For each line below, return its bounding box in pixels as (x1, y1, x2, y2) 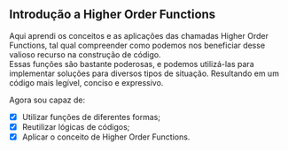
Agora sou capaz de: (9, 94, 86, 105)
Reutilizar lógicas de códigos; (21, 121, 130, 132)
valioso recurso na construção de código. (9, 49, 161, 60)
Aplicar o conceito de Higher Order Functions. (21, 132, 191, 142)
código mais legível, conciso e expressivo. (9, 77, 164, 87)
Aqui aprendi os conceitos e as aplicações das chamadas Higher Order (9, 30, 269, 41)
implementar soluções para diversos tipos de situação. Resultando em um (9, 68, 279, 79)
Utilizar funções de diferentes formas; (21, 111, 161, 122)
